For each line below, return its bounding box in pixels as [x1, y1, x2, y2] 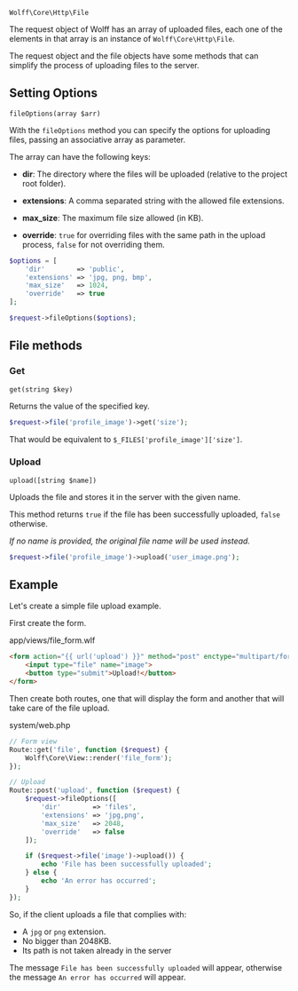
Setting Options [9, 85, 98, 101]
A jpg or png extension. [21, 926, 106, 937]
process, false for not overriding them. [21, 239, 166, 250]
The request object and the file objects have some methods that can [9, 51, 259, 61]
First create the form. [9, 618, 87, 629]
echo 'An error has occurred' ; [41, 876, 157, 885]
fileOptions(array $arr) [9, 109, 101, 118]
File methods [9, 338, 82, 353]
